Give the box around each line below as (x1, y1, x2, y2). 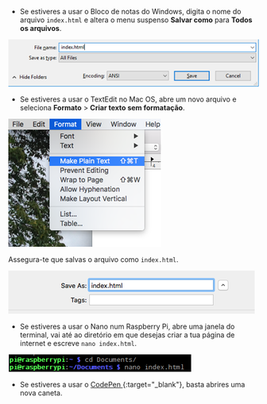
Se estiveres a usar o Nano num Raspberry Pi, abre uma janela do (19, 321, 235, 331)
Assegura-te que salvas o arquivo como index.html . (8, 254, 179, 264)
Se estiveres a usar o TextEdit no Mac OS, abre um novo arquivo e (19, 94, 237, 104)
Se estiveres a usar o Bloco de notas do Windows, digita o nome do (19, 7, 242, 16)
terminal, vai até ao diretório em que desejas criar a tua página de (19, 329, 235, 340)
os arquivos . (19, 24, 62, 33)
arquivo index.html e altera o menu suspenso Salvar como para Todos (19, 15, 253, 25)
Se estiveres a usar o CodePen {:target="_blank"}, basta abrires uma (19, 379, 246, 389)
